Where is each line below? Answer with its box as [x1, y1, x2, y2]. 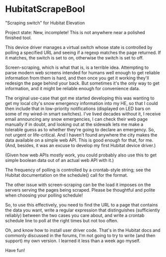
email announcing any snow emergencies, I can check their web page [5, 116, 148, 122]
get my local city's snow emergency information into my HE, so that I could [5, 100, 158, 106]
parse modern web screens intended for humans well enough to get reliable [5, 69, 160, 75]
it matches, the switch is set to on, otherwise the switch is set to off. [5, 54, 144, 60]
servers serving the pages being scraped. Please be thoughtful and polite [5, 187, 155, 193]
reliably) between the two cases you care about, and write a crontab [5, 212, 145, 218]
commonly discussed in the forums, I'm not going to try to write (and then [5, 232, 156, 238]
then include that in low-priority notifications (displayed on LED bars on [5, 105, 151, 111]
